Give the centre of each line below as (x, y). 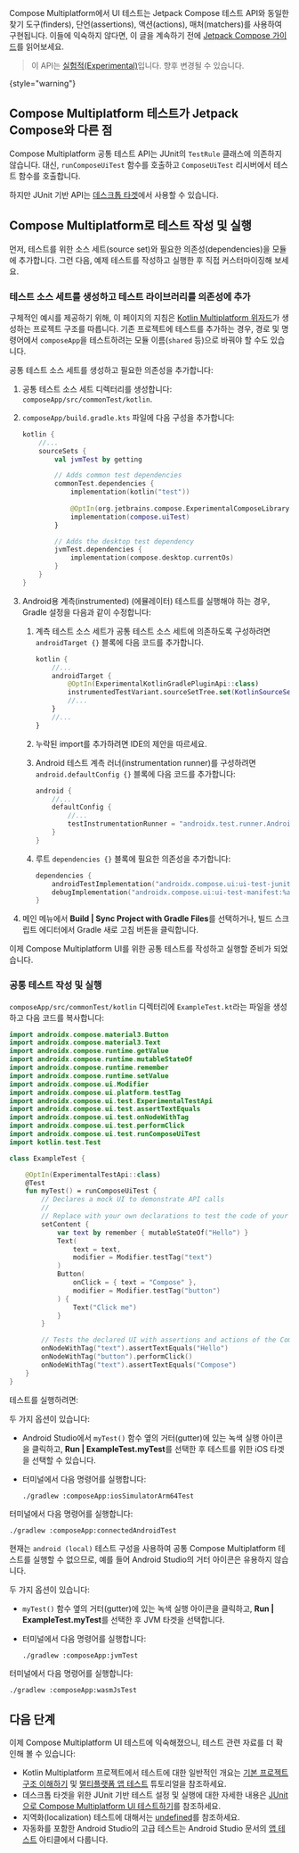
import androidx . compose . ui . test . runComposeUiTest (105, 1134)
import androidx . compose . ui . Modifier (79, 1084)
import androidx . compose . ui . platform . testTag (95, 1093)
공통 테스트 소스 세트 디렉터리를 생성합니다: (97, 389)
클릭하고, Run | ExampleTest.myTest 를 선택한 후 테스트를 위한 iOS (150, 1449)
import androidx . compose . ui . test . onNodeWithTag (99, 1118)
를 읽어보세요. (40, 46)
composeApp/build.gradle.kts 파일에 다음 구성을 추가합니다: (128, 417)
